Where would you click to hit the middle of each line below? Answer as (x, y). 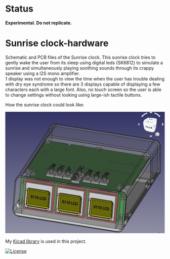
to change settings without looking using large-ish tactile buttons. (74, 95)
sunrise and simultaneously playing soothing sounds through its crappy (80, 68)
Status (19, 9)
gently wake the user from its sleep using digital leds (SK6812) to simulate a (84, 62)
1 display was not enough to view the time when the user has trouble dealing (85, 78)
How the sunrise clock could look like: (45, 105)
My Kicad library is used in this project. (46, 241)
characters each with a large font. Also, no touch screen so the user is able (83, 90)
